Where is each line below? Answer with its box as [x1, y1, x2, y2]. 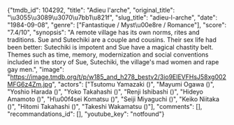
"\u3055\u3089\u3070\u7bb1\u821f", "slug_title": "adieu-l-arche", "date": [7, 13, 218, 22]
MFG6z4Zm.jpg [7, 80, 52, 88]
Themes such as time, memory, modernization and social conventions [7, 50, 209, 59]
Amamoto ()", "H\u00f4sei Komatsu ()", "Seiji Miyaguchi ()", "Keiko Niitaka [7, 95, 220, 103]
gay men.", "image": [7, 66, 65, 73]
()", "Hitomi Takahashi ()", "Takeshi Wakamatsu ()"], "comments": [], [7, 103, 203, 110]
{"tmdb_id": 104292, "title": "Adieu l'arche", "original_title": [7, 6, 175, 14]
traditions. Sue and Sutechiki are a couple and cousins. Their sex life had [7, 36, 217, 44]
